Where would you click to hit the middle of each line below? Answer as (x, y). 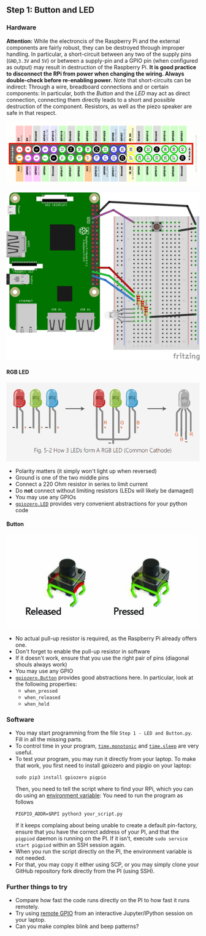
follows (24, 802)
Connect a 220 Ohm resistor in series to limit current (82, 484)
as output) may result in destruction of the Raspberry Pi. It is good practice (101, 67)
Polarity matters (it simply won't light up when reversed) (86, 471)
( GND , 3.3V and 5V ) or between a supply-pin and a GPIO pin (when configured (102, 60)
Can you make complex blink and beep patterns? (77, 926)
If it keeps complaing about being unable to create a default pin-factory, (106, 825)
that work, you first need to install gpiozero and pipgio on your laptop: (103, 766)
